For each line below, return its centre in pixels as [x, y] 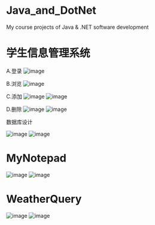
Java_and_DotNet [51, 10]
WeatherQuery [44, 199]
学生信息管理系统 [48, 53]
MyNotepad [37, 158]
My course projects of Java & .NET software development [77, 27]
